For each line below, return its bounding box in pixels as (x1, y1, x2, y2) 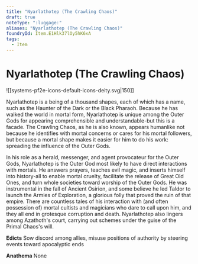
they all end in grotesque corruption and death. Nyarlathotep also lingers (6, 210, 183, 217)
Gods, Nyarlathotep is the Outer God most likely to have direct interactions (6, 160, 187, 167)
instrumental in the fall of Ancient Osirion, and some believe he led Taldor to (6, 185, 191, 192)
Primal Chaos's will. (6, 223, 54, 230)
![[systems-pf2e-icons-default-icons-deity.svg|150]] (6, 86, 134, 94)
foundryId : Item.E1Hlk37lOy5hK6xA (6, 31, 92, 37)
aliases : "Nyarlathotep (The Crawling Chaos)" (6, 25, 123, 31)
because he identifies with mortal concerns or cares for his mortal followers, (6, 130, 192, 137)
